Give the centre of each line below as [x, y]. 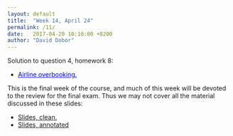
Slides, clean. [37, 117]
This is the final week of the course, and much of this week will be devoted [117, 88]
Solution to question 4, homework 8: [60, 61]
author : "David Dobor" [41, 41]
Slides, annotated [43, 125]
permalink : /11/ [31, 27]
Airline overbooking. [47, 75]
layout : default [31, 14]
